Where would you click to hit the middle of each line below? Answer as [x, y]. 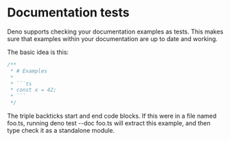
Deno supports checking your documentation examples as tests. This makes [115, 31]
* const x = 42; [33, 90]
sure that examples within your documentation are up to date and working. [113, 38]
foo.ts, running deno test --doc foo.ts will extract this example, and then [109, 123]
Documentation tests [68, 13]
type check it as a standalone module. [61, 131]
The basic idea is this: [38, 52]
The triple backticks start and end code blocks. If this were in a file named [112, 116]
